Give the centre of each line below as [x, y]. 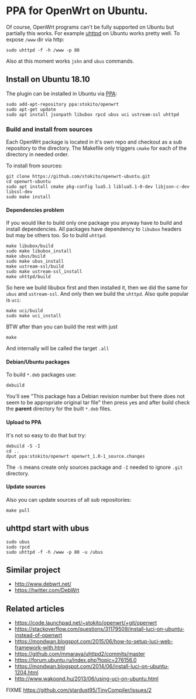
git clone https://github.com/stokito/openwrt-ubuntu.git [78, 177]
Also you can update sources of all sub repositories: [69, 499]
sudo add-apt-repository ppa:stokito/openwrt [62, 104]
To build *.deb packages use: [42, 375]
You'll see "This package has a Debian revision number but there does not [96, 396]
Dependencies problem [35, 210]
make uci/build [25, 311]
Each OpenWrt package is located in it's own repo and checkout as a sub [94, 142]
